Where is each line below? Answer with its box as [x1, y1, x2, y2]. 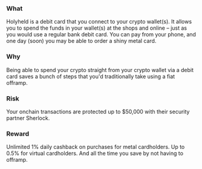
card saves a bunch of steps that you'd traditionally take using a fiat [6, 73, 175, 80]
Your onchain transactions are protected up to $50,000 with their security [6, 108, 190, 115]
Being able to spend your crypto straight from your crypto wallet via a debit [6, 66, 194, 73]
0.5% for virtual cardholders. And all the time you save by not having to [6, 150, 183, 157]
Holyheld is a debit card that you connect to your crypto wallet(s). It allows [6, 18, 192, 25]
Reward [6, 129, 30, 138]
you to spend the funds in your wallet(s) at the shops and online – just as [6, 24, 187, 31]
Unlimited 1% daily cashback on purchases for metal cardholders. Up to [6, 144, 185, 151]
